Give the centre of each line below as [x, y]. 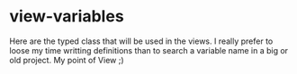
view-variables [67, 16]
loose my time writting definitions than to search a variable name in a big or [149, 50]
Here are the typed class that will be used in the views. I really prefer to [141, 41]
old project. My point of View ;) [67, 60]
